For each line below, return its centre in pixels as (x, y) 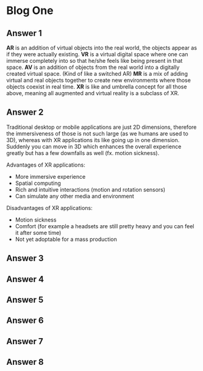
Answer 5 (25, 300)
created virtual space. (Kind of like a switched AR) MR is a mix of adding (97, 74)
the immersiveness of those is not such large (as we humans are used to (98, 133)
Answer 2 (25, 113)
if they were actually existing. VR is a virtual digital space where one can (97, 54)
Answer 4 (25, 279)
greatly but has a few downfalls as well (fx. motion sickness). (83, 153)
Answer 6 (25, 321)
